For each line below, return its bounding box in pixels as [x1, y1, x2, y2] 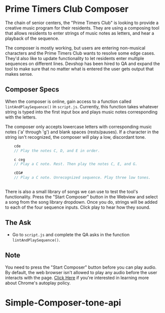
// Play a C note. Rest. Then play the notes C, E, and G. [14, 161, 138, 167]
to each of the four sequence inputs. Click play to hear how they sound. [5, 204, 151, 210]
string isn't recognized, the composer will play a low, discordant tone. [5, 134, 146, 140]
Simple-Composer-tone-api [5, 297, 122, 308]
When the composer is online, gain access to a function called [5, 98, 132, 104]
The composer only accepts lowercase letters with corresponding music [5, 124, 152, 129]
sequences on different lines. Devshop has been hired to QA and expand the [5, 61, 160, 66]
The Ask [5, 219, 31, 227]
